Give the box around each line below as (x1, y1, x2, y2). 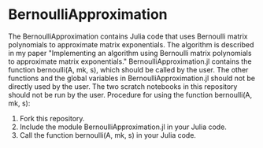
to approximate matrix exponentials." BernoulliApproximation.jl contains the (8, 57, 252, 66)
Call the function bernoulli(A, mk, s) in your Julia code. (19, 130, 197, 139)
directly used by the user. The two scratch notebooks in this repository (8, 81, 238, 91)
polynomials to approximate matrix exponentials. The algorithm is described (8, 39, 254, 49)
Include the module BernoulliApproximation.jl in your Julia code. (19, 122, 227, 131)
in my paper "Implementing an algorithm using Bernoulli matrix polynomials (8, 48, 252, 57)
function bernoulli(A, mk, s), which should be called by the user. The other (8, 65, 249, 74)
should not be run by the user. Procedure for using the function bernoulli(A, (8, 90, 253, 99)
